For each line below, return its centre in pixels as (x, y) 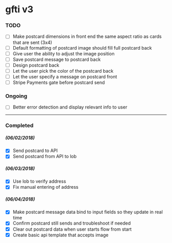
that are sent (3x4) (32, 42)
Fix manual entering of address (46, 187)
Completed (19, 125)
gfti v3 (19, 9)
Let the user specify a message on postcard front (65, 76)
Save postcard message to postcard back (57, 59)
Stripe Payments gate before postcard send (59, 82)
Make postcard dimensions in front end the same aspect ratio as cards (87, 36)
